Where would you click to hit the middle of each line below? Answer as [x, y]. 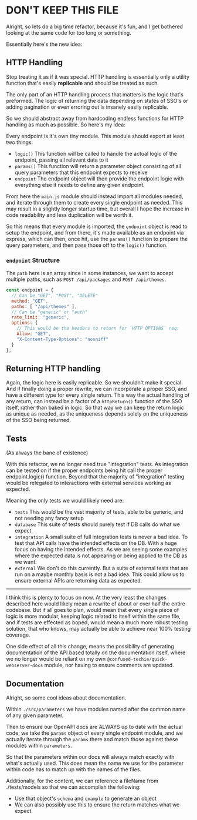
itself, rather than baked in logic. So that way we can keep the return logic [95, 408]
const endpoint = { [30, 290]
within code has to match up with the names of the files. [74, 769]
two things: [20, 142]
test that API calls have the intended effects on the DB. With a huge [96, 543]
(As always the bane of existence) [47, 453]
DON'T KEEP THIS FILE [62, 10]
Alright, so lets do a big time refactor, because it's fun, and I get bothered [95, 26]
